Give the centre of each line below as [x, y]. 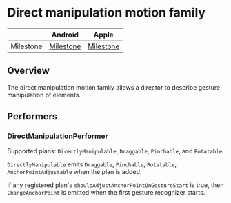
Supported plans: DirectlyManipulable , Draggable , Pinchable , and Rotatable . [115, 151]
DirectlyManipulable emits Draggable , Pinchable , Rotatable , [92, 164]
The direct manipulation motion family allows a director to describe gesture [114, 87]
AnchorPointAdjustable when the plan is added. [74, 172]
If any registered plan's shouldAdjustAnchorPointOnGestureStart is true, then [115, 185]
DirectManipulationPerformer [58, 136]
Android [65, 35]
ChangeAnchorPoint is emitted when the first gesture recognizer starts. [106, 193]
